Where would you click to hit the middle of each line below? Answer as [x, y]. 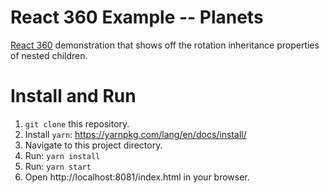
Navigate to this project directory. [93, 145]
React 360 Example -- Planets [137, 17]
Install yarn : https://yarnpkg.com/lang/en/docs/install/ [135, 134]
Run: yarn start [58, 166]
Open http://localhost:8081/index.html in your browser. [137, 177]
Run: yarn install [62, 155]
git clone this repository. [77, 123]
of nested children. [49, 55]
